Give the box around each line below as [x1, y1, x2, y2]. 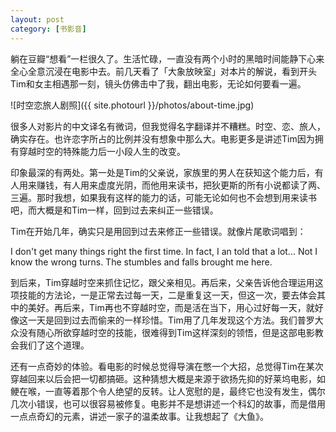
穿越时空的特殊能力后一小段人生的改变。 [18, 145, 186, 157]
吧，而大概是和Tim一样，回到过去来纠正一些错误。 [10, 204, 219, 216]
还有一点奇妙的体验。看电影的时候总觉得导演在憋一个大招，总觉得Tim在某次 [10, 360, 324, 372]
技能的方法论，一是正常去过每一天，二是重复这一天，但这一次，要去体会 [18, 289, 317, 301]
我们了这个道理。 [18, 339, 90, 351]
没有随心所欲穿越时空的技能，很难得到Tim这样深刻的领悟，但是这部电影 [18, 326, 315, 338]
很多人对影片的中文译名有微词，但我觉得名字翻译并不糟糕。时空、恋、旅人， [10, 120, 326, 132]
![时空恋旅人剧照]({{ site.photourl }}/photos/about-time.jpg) [10, 99, 255, 111]
